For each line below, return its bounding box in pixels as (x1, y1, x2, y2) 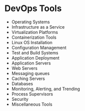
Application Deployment (11, 55, 60, 61)
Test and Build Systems (11, 49, 58, 56)
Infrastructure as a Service (11, 24, 65, 30)
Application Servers (11, 60, 51, 66)
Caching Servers (11, 76, 45, 81)
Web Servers (11, 65, 38, 71)
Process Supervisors (11, 91, 54, 97)
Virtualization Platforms (11, 29, 58, 35)
